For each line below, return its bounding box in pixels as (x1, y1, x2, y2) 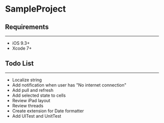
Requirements (5, 23, 49, 31)
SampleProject (5, 3, 66, 15)
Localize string (12, 77, 42, 83)
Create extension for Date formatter (12, 108, 84, 114)
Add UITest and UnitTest (12, 113, 61, 119)
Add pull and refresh (12, 87, 54, 93)
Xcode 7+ (12, 45, 32, 51)
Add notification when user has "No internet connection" (12, 82, 127, 88)
